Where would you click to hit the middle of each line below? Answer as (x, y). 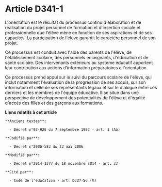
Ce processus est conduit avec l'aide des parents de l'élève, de (68, 52)
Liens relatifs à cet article (31, 112)
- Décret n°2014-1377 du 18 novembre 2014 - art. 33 (64, 163)
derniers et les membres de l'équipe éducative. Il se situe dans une (72, 93)
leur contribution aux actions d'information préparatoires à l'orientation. (76, 68)
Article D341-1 (34, 9)
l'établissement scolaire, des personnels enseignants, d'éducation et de (77, 57)
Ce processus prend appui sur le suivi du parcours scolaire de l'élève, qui (78, 77)
